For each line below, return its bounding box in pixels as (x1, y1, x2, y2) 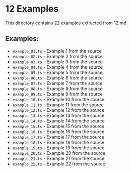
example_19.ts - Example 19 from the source (12, 145, 105, 151)
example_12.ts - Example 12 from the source (12, 107, 105, 113)
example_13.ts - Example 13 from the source (12, 112, 105, 118)
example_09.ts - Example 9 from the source (12, 91, 103, 97)
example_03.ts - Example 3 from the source (12, 59, 103, 65)
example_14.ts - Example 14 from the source (12, 117, 105, 124)
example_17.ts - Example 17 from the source (12, 134, 105, 140)
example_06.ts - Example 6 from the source (12, 74, 103, 81)
